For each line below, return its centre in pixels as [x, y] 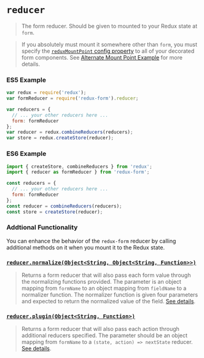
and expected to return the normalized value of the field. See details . [108, 302]
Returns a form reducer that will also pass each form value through [106, 275]
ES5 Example [26, 80]
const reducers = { [31, 183]
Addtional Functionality [42, 227]
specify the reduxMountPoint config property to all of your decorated [108, 51]
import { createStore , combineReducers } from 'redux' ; [79, 166]
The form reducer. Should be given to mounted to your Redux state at [109, 26]
